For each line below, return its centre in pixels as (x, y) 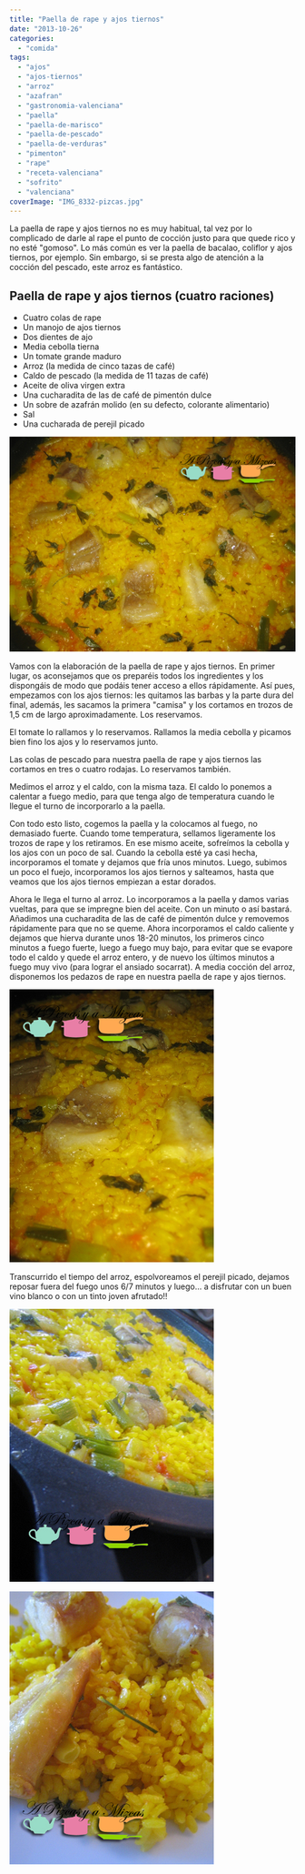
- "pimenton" (42, 154)
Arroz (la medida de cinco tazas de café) (98, 366)
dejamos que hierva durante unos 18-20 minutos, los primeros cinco (137, 938)
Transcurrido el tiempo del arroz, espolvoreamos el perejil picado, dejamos (150, 1277)
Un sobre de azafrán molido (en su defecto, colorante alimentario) (146, 405)
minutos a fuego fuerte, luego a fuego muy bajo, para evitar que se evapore (151, 948)
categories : (32, 38)
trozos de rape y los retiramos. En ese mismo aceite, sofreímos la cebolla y (149, 843)
